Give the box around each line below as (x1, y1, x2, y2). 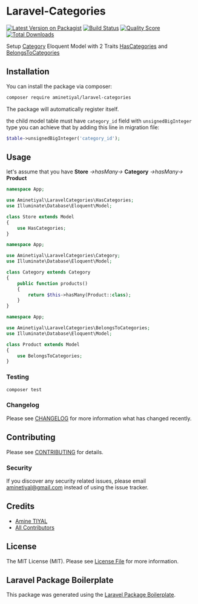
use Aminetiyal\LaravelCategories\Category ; (6, 253, 120, 259)
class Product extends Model (6, 341, 80, 347)
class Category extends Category (6, 269, 91, 275)
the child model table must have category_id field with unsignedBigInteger (6, 117, 192, 124)
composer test (6, 386, 42, 392)
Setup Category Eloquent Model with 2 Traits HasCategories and (6, 42, 168, 50)
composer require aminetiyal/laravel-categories (6, 94, 131, 101)
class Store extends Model (6, 213, 74, 220)
